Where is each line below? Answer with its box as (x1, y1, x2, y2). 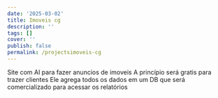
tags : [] (7, 29, 33, 37)
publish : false (7, 42, 52, 49)
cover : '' (7, 36, 36, 43)
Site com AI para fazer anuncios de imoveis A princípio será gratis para (7, 67, 212, 76)
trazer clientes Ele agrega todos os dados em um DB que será (7, 75, 185, 83)
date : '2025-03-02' (7, 10, 64, 17)
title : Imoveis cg (7, 17, 61, 24)
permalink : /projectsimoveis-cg (7, 49, 101, 56)
